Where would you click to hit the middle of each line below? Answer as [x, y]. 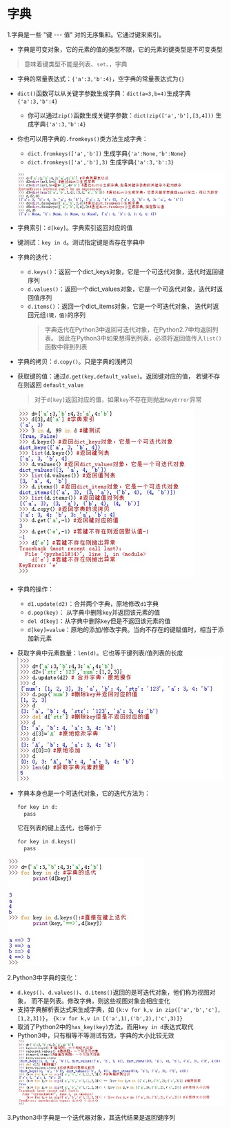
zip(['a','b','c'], [193, 1010]
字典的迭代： [35, 257]
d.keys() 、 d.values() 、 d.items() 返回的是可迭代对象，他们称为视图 [113, 992]
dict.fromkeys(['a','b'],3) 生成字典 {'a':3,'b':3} [101, 162]
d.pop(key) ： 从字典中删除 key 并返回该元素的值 [94, 612]
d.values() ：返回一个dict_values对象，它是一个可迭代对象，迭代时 [122, 289]
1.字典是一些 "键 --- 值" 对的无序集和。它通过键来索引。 [86, 35]
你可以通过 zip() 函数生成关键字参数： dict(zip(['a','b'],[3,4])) [121, 115]
